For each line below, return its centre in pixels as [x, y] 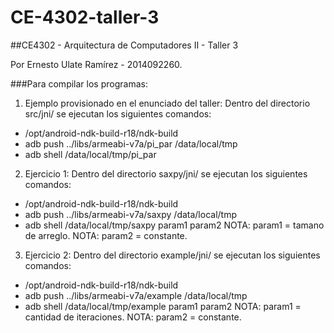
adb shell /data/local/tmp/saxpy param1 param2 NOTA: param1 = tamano [174, 225]
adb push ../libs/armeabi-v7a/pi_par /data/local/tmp [131, 143]
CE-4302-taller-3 [85, 17]
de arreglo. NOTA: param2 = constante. [106, 235]
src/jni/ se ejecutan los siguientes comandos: [118, 113]
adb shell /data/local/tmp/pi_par [90, 154]
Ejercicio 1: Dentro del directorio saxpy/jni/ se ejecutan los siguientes [166, 173]
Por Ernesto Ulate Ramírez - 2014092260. [96, 64]
